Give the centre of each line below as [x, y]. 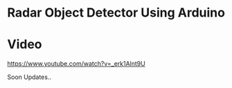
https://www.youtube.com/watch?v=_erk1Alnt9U [76, 64]
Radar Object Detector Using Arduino [116, 13]
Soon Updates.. [29, 77]
